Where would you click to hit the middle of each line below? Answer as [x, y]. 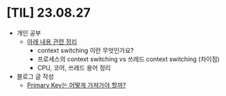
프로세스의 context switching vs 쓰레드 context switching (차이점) [128, 59]
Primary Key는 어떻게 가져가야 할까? [76, 85]
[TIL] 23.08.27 [49, 13]
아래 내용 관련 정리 [52, 41]
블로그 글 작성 [35, 76]
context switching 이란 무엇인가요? [86, 50]
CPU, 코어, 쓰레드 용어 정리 [74, 67]
